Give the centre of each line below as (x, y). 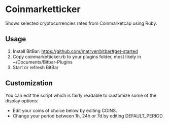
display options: (22, 101)
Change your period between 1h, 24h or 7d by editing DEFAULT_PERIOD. (88, 116)
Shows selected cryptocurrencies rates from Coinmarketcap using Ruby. (81, 23)
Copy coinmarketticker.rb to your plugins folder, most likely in (77, 56)
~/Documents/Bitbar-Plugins (42, 62)
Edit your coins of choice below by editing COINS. (65, 110)
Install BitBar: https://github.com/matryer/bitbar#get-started (75, 51)
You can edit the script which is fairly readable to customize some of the (81, 95)
